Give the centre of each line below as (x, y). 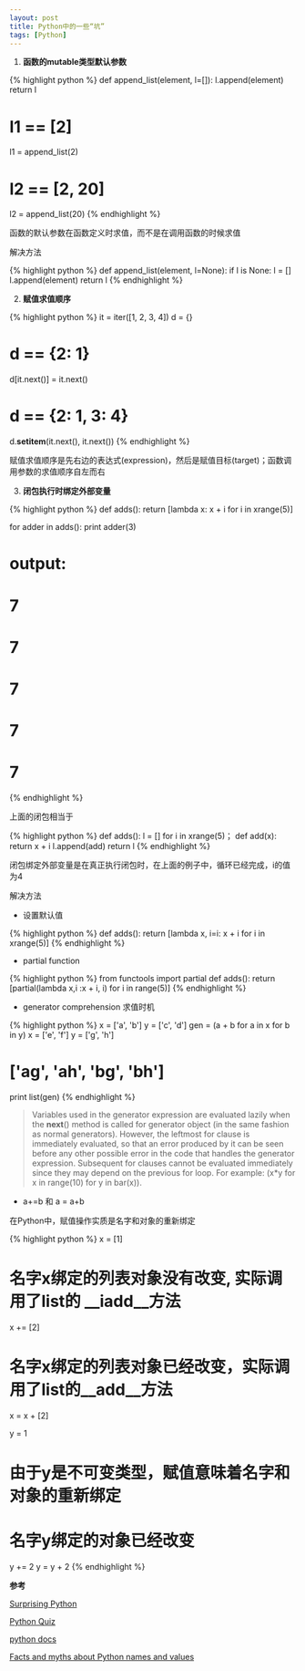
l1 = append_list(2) (44, 152)
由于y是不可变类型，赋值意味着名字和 (150, 1473)
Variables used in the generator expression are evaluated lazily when (161, 1115)
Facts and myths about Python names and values (102, 1656)
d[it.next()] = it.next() (49, 379)
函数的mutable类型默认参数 (75, 62)
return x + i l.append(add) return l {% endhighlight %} (110, 846)
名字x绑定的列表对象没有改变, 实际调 (146, 1279)
